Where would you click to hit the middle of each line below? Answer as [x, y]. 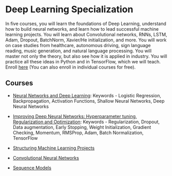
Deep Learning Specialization [69, 9]
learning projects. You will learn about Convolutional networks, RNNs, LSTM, [86, 34]
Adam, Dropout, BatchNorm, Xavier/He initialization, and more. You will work [86, 40]
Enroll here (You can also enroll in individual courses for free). [71, 67]
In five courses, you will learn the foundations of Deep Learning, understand [86, 24]
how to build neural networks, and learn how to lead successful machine [82, 29]
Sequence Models [32, 168]
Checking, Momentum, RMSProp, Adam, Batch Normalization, [78, 133]
